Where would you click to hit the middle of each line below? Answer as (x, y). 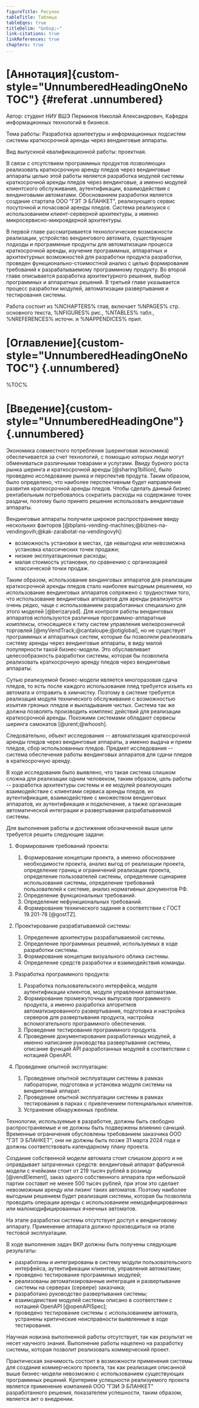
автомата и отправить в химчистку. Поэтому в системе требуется (91, 692)
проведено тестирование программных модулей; (78, 1275)
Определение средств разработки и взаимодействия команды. (105, 962)
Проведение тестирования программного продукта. (90, 1030)
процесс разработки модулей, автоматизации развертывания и (88, 288)
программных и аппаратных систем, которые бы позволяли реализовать (99, 636)
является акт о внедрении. (40, 1398)
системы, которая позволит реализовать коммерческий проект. (88, 1349)
